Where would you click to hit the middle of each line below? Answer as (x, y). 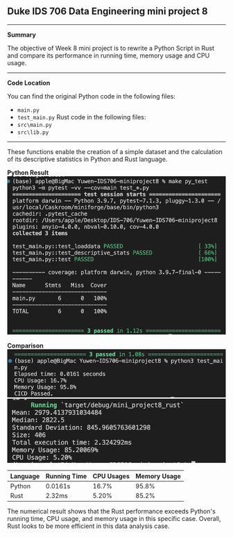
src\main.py (34, 125)
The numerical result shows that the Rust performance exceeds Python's (112, 511)
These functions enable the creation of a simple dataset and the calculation (115, 151)
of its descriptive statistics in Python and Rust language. (87, 159)
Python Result (28, 172)
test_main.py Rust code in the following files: (81, 117)
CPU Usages (111, 476)
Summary (21, 35)
